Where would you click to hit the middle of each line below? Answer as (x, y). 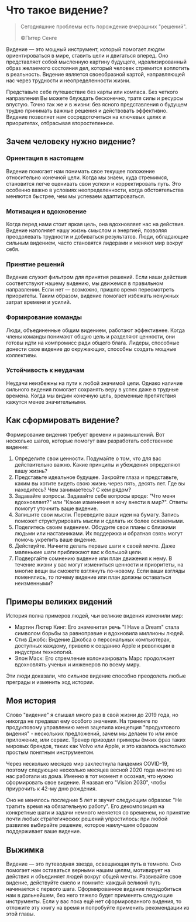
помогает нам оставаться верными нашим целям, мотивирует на (88, 870)
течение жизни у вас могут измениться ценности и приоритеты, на (99, 564)
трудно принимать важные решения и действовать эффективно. (87, 110)
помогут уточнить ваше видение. (56, 508)
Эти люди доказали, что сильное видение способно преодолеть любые (96, 676)
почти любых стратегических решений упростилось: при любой (87, 819)
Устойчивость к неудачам (45, 370)
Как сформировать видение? (63, 420)
